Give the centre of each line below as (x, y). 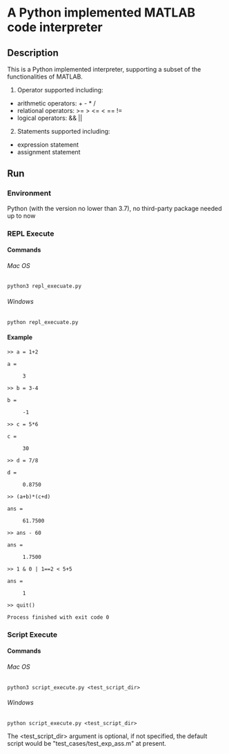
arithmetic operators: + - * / (56, 103)
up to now (21, 216)
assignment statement (49, 152)
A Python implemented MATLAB (101, 13)
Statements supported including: (63, 131)
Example (20, 337)
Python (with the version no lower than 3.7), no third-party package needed (114, 208)
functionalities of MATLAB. (45, 77)
